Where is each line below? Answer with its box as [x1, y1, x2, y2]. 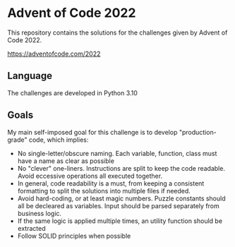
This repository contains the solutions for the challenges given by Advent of [7, 28, 228, 37]
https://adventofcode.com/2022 [7, 49, 101, 58]
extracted [17, 224, 46, 232]
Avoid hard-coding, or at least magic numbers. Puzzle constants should [17, 194, 226, 203]
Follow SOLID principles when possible [17, 231, 131, 240]
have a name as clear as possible [17, 157, 115, 165]
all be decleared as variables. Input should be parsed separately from [17, 201, 220, 210]
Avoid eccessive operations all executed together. [17, 171, 163, 180]
